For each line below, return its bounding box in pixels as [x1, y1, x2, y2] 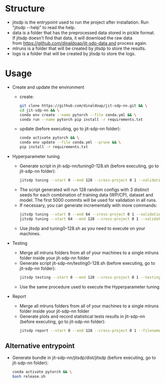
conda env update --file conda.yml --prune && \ [19, 140, 121, 145]
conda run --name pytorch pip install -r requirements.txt [19, 117, 143, 122]
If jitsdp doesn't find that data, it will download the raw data [12, 35, 133, 41]
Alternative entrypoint [5, 342, 75, 350]
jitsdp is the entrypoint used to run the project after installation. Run [12, 19, 149, 25]
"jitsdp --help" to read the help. [12, 24, 76, 30]
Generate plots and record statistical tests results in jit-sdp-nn [19, 313, 145, 319]
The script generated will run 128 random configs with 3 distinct [19, 187, 149, 192]
